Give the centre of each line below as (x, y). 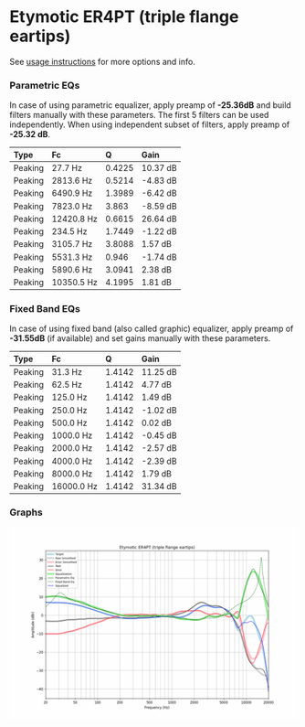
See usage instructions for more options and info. (103, 61)
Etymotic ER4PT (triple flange (124, 17)
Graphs (26, 512)
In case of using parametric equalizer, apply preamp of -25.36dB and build (151, 105)
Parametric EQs (45, 85)
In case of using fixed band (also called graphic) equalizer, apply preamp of (152, 329)
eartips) (40, 36)
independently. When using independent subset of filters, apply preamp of (150, 124)
